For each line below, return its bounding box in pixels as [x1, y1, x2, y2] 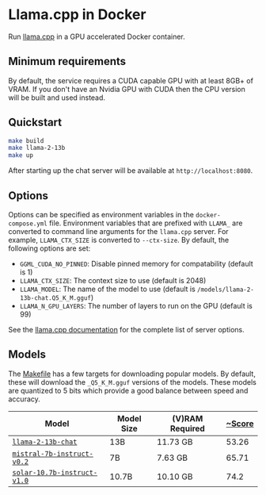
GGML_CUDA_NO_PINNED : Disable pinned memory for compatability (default [19, 259, 253, 268]
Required [169, 423, 206, 434]
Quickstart [8, 116, 63, 129]
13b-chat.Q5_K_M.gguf [19, 294, 91, 302]
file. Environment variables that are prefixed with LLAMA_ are [48, 218, 243, 228]
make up [8, 152, 34, 159]
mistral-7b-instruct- [12, 449, 93, 458]
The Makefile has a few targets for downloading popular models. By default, [8, 369, 256, 378]
